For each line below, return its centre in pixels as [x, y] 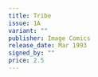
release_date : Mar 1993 [48, 46]
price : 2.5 [26, 61]
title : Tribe [30, 16]
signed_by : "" [32, 53]
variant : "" [28, 30]
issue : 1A [25, 23]
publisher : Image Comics [49, 38]
